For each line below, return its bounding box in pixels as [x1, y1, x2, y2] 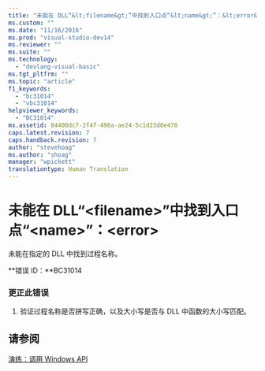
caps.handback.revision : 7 [8, 135, 97, 144]
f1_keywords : [8, 84, 51, 93]
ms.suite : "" [8, 48, 51, 56]
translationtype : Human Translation [8, 165, 129, 173]
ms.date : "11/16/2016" [8, 26, 83, 34]
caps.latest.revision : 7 [8, 128, 90, 136]
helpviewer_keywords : [8, 107, 80, 115]
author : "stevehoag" [8, 143, 77, 151]
